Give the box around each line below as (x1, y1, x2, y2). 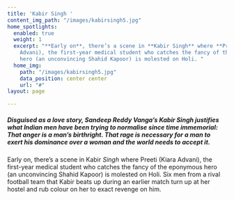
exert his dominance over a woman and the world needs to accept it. (7, 137, 210, 146)
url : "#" (19, 82, 45, 89)
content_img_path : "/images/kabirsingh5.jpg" (7, 17, 141, 24)
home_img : (13, 62, 42, 69)
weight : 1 (13, 36, 42, 43)
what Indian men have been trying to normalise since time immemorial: (7, 123, 218, 131)
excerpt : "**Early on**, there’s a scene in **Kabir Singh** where (13, 43, 214, 49)
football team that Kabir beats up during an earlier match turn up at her (7, 178, 210, 186)
